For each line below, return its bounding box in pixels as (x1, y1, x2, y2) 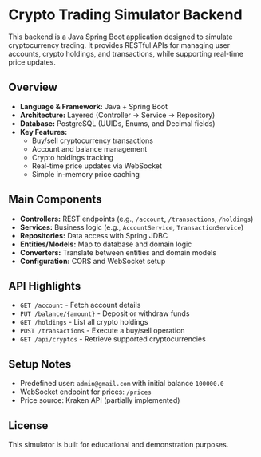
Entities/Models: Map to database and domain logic (19, 239, 192, 249)
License (8, 419, 49, 432)
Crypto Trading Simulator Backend (8, 6, 243, 24)
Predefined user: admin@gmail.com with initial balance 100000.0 (19, 379, 224, 388)
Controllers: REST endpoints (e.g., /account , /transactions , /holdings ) (19, 214, 254, 223)
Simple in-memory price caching (31, 169, 140, 179)
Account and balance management (31, 144, 148, 153)
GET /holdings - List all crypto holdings (19, 317, 148, 327)
